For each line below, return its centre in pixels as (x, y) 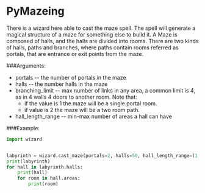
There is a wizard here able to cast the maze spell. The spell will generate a (101, 28)
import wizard (24, 139)
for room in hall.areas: (49, 178)
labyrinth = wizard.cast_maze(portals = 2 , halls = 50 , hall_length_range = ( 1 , (103, 156)
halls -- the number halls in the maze (61, 84)
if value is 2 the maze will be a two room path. (82, 110)
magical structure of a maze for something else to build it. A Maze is (92, 34)
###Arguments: (26, 66)
